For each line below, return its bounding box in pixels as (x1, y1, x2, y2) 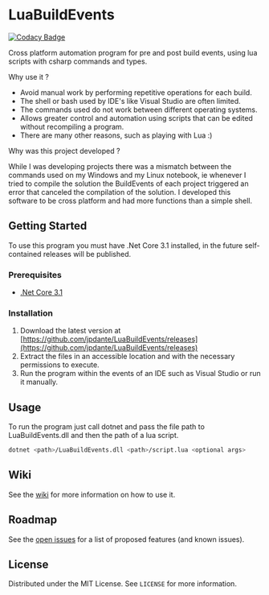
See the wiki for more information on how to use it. (8, 490, 176, 499)
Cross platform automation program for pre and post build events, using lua (8, 48, 258, 57)
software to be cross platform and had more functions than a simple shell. (8, 196, 253, 205)
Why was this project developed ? (8, 146, 120, 155)
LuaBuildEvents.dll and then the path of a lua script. (8, 431, 179, 440)
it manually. (19, 377, 59, 387)
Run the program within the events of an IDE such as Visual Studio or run (19, 369, 261, 378)
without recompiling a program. (19, 122, 124, 131)
